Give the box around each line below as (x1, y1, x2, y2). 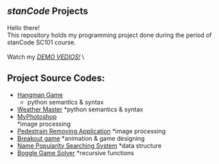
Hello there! (7, 23, 40, 31)
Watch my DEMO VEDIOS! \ (7, 53, 84, 61)
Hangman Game (16, 90, 63, 98)
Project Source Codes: (7, 72, 105, 84)
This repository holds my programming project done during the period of (7, 31, 212, 39)
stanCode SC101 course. (7, 38, 77, 46)
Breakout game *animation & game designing (16, 134, 145, 142)
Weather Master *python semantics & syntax (16, 105, 144, 113)
